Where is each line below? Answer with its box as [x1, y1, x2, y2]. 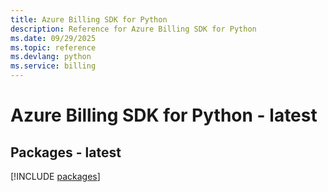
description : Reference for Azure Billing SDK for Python [10, 24, 257, 34]
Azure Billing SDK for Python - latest [10, 104, 318, 127]
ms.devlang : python [10, 52, 92, 62]
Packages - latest [10, 144, 122, 161]
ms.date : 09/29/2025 [10, 33, 97, 43]
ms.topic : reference [10, 42, 97, 53]
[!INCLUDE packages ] [10, 171, 101, 182]
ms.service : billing [10, 61, 97, 71]
